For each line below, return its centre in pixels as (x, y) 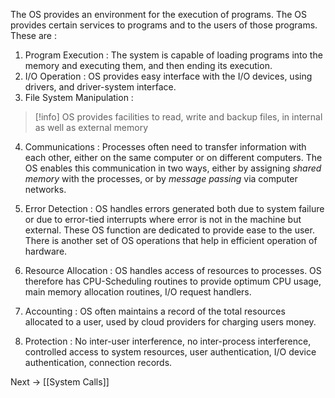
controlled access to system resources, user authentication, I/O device (170, 352)
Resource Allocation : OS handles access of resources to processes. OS (173, 270)
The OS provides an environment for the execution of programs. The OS (159, 14)
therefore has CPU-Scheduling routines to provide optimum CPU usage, (173, 281)
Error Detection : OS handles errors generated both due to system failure (174, 208)
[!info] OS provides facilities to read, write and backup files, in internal (178, 117)
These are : (33, 35)
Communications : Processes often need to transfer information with (165, 147)
